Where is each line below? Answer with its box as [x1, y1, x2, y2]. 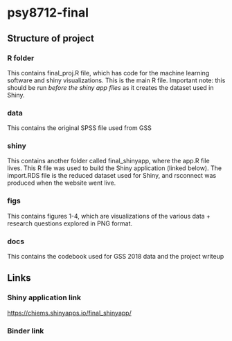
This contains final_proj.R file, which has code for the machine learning [7, 68, 210, 77]
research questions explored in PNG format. [7, 219, 133, 228]
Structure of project [7, 33, 95, 44]
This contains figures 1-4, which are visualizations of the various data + [7, 212, 211, 220]
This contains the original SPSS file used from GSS [7, 124, 152, 132]
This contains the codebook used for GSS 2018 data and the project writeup [7, 252, 224, 261]
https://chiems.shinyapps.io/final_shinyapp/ [7, 308, 132, 317]
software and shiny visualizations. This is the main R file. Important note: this [7, 76, 226, 84]
